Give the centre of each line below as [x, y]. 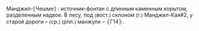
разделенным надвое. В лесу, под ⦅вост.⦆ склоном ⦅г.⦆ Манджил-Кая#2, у [99, 15]
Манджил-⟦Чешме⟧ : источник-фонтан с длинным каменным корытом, [97, 9]
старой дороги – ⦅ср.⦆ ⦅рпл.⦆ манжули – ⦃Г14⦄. [65, 21]
